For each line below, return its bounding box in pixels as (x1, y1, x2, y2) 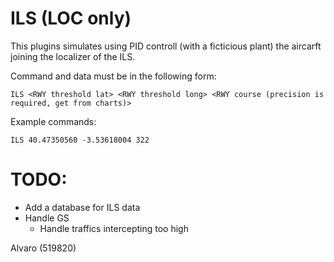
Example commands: (10, 115, 97, 127)
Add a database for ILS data (24, 201, 141, 213)
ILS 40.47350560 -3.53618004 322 (10, 135, 150, 145)
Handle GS (24, 212, 70, 224)
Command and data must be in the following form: (10, 70, 217, 82)
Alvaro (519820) (10, 242, 77, 254)
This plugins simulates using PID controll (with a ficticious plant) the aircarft (10, 40, 322, 52)
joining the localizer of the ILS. (10, 50, 136, 62)
